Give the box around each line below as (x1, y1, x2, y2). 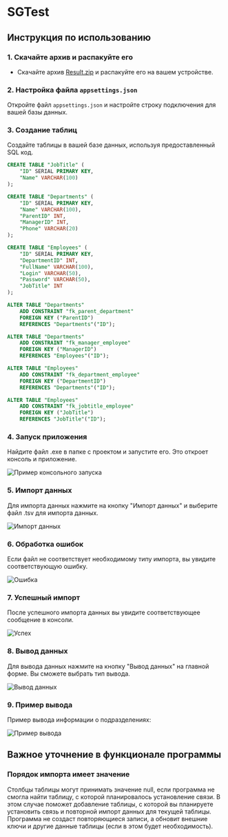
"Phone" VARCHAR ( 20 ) (19, 225, 79, 232)
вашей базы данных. (7, 108, 68, 117)
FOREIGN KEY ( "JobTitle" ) (19, 410, 94, 416)
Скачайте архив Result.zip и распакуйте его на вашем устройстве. (17, 68, 214, 76)
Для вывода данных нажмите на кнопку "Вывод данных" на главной (7, 662, 209, 670)
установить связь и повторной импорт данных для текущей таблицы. (7, 807, 211, 816)
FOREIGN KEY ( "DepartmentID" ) (19, 377, 107, 385)
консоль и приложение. (7, 455, 77, 463)
